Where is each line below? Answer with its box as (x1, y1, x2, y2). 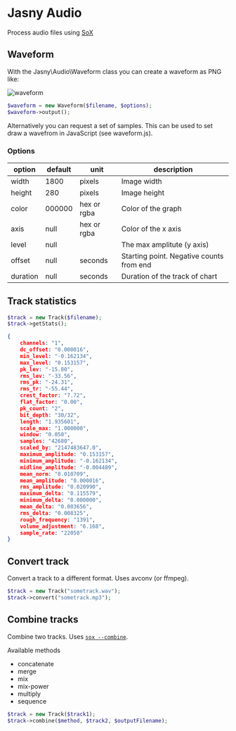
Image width (121, 176, 163, 186)
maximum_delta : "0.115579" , (20, 490, 102, 497)
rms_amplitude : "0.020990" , (20, 483, 102, 490)
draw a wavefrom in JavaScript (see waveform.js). (7, 129, 153, 137)
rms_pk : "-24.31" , (20, 379, 74, 386)
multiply (17, 689, 41, 698)
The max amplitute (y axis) (121, 239, 209, 249)
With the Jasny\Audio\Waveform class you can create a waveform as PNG (7, 67, 222, 75)
